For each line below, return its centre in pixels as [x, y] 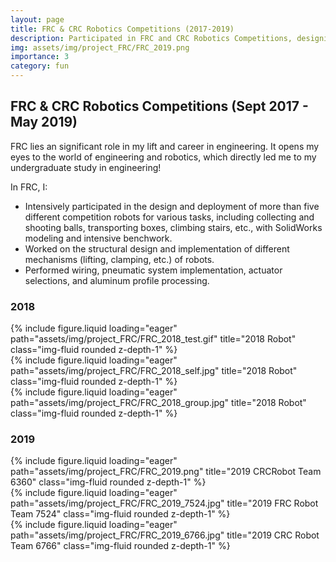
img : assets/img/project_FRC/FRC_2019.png [100, 47]
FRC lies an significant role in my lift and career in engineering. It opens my [165, 146]
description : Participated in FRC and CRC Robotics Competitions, [151, 38]
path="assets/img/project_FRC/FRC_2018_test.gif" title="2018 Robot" [153, 339]
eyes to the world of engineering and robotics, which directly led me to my [163, 157]
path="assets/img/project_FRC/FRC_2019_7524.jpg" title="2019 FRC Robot [164, 503]
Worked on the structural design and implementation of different [157, 248]
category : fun [40, 66]
